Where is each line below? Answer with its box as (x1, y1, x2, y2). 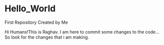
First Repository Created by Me (4, 19, 68, 25)
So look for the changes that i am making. (4, 34, 89, 40)
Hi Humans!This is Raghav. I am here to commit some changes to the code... (4, 29, 160, 35)
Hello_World (4, 3, 56, 14)
